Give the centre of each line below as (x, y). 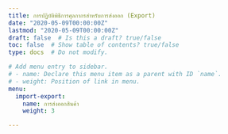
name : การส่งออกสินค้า (51, 104)
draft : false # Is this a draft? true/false (85, 38)
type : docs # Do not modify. (58, 52)
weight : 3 (39, 111)
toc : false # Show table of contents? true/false (94, 45)
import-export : (41, 96)
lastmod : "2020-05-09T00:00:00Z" (64, 30)
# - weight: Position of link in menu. (74, 81)
